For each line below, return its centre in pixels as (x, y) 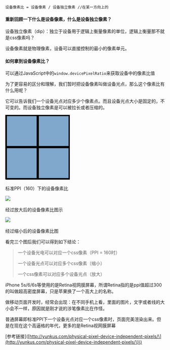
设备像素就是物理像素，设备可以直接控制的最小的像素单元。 (67, 49)
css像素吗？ (22, 38)
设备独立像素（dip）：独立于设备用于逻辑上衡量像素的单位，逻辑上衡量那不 (83, 31)
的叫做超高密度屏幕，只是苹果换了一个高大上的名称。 (61, 292)
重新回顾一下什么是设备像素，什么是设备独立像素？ (58, 19)
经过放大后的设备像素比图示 (34, 210)
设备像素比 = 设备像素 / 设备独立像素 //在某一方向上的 (57, 7)
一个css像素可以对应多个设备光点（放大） (61, 274)
